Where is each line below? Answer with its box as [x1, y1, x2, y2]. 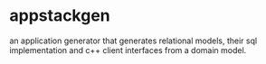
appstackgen [9, 5, 110, 26]
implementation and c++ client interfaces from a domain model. [9, 44, 247, 55]
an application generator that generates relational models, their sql [9, 35, 258, 46]
